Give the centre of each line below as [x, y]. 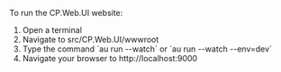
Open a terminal [52, 30]
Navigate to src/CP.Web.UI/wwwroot [91, 40]
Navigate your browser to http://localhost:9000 [110, 58]
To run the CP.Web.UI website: [66, 13]
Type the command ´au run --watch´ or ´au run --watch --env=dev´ [147, 49]
